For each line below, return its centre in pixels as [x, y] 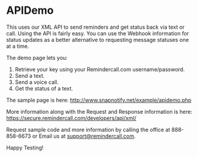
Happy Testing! [25, 147]
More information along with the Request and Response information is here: [99, 111]
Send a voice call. [36, 82]
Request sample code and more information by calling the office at [88, 129]
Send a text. [30, 76]
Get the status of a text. [44, 88]
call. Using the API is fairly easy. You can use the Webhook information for [98, 33]
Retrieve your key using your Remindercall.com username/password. [100, 69]
